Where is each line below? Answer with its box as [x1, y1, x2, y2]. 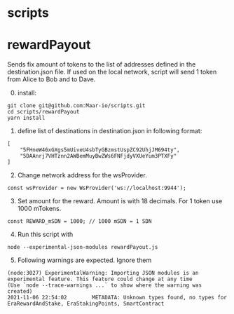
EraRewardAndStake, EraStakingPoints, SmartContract [7, 300, 165, 308]
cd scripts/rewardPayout [7, 109, 80, 116]
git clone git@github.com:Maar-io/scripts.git [7, 102, 146, 109]
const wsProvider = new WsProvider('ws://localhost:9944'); [7, 184, 187, 192]
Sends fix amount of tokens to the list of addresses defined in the [7, 60, 196, 69]
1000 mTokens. [17, 205, 62, 213]
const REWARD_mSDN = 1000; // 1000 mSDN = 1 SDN [7, 218, 152, 225]
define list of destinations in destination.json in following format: [17, 127, 202, 135]
